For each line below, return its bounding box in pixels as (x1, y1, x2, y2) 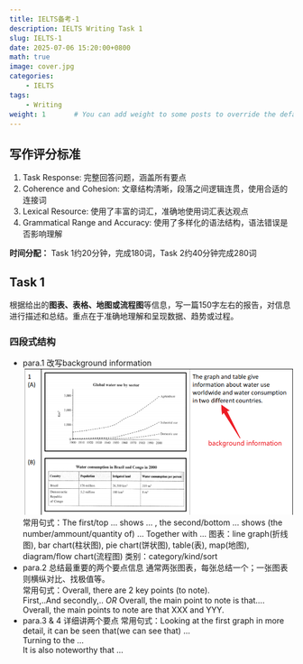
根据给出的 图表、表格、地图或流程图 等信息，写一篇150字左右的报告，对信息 (9, 300, 291, 310)
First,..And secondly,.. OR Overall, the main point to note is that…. (22, 595, 265, 606)
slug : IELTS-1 (9, 33, 63, 42)
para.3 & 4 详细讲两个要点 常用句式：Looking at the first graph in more (22, 615, 285, 626)
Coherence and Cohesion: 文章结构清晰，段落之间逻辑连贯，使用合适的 (22, 183, 289, 194)
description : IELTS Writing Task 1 (9, 23, 143, 33)
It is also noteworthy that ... (22, 645, 124, 656)
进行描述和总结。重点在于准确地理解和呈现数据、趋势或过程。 (9, 311, 239, 321)
